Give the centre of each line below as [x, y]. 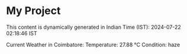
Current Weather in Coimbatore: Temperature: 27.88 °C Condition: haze [93, 45]
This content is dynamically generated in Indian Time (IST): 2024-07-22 [94, 27]
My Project [33, 11]
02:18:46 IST [22, 33]
